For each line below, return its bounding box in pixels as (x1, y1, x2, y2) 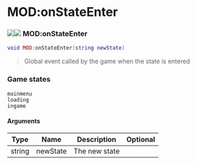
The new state (73, 146, 120, 156)
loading (7, 96, 30, 103)
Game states (7, 74, 50, 84)
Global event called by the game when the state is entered (24, 57, 190, 66)
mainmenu (7, 90, 32, 97)
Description (77, 134, 116, 144)
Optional (126, 134, 156, 144)
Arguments (7, 117, 41, 125)
